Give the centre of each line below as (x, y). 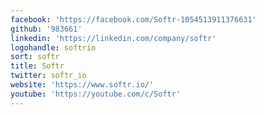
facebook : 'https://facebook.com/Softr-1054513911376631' (133, 19)
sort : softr (35, 57)
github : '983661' (46, 29)
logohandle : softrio (53, 47)
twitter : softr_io (48, 76)
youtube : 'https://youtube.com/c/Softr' (96, 94)
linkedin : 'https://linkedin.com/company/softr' (113, 38)
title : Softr (37, 66)
